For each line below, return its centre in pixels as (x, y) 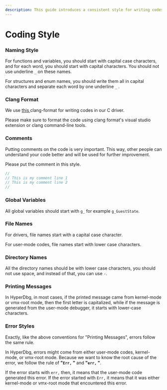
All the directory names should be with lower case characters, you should (80, 268)
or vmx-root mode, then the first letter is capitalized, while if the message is (83, 303)
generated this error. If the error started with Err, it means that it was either (83, 378)
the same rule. (20, 342)
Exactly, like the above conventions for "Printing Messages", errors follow (80, 337)
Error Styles (20, 326)
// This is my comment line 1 (37, 178)
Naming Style (22, 50)
